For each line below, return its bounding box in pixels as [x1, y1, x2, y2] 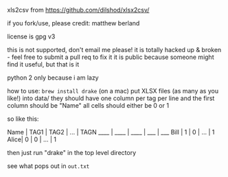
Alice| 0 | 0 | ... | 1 [7, 135, 57, 143]
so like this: [7, 115, 39, 123]
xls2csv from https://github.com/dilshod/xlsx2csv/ [7, 6, 150, 14]
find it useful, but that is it [7, 60, 80, 68]
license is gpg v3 [7, 32, 56, 40]
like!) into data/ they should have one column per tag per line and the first [7, 94, 215, 102]
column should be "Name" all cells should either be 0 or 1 [7, 102, 170, 109]
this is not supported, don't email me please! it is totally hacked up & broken [7, 46, 222, 54]
